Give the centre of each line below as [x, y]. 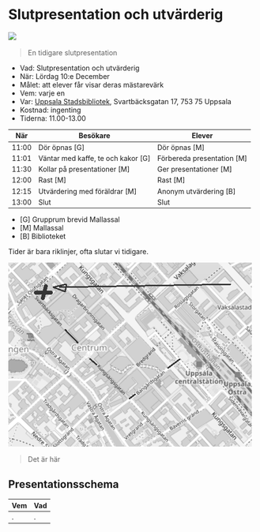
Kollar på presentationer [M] [84, 169]
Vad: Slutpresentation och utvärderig [79, 68]
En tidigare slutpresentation [72, 52]
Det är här [44, 459]
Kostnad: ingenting [50, 110]
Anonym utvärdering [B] [196, 191]
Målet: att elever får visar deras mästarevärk [92, 84]
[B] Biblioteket [43, 236]
